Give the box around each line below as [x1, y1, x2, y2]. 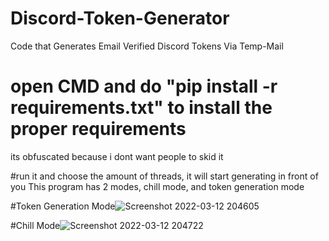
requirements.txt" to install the [10, 97, 273, 119]
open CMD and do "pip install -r [10, 75, 278, 98]
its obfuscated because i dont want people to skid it [10, 150, 224, 162]
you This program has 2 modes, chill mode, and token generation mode [10, 180, 305, 192]
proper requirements [10, 118, 187, 141]
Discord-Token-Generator [10, 7, 230, 30]
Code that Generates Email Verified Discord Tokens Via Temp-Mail [10, 40, 284, 52]
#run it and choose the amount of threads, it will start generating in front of [10, 170, 319, 182]
